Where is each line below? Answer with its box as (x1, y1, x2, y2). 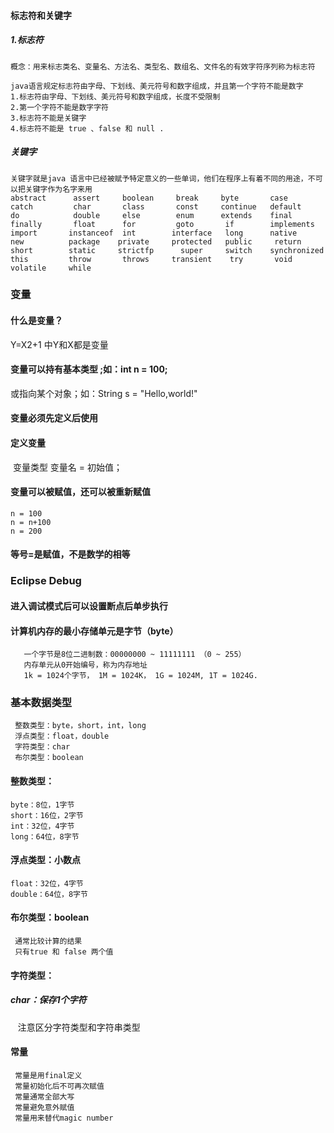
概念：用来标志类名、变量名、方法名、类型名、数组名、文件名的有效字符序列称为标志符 (10, 61, 316, 72)
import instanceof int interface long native (10, 228, 298, 238)
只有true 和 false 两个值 (14, 947, 114, 957)
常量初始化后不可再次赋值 (14, 1081, 105, 1091)
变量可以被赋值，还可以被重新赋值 (10, 486, 151, 498)
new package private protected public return (10, 236, 302, 247)
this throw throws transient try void (10, 254, 293, 264)
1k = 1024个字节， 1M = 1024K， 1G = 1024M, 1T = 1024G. (23, 671, 258, 681)
